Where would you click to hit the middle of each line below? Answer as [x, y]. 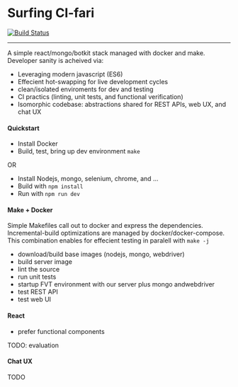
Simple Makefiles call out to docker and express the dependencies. [105, 226]
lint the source [39, 270]
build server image [45, 262]
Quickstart [24, 128]
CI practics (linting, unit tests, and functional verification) [100, 96]
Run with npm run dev [49, 194]
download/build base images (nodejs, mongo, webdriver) [101, 254]
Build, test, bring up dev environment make [79, 151]
